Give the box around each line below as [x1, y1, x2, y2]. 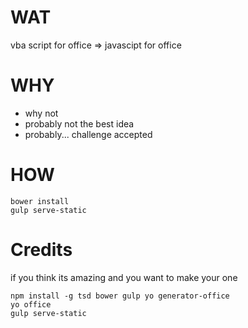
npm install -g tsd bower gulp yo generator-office [10, 291, 230, 301]
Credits [10, 239, 73, 261]
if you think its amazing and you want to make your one [10, 271, 238, 283]
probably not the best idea [24, 117, 135, 130]
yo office [10, 299, 52, 310]
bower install [10, 196, 70, 206]
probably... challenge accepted [24, 128, 153, 140]
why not [24, 107, 59, 119]
